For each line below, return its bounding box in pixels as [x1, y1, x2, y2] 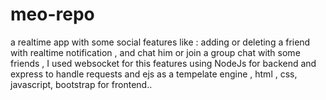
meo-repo [10, 3, 95, 26]
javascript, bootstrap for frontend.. [10, 78, 153, 90]
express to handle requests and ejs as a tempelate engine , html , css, [10, 68, 298, 80]
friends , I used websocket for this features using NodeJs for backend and [10, 57, 317, 69]
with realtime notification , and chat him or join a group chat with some [10, 46, 301, 58]
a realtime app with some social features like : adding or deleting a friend [10, 36, 311, 48]
